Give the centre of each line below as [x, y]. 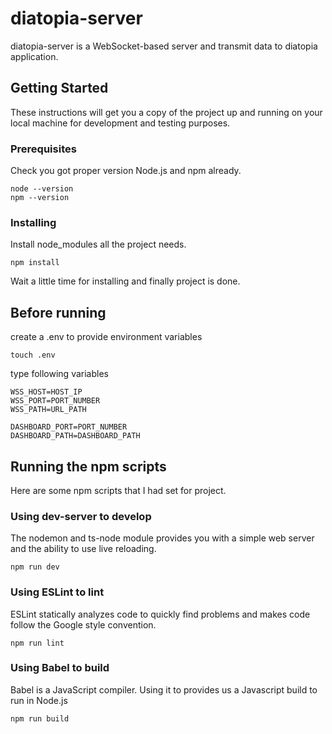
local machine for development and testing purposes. [120, 123]
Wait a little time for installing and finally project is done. [125, 281]
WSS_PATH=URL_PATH [48, 410]
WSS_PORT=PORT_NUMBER [55, 401]
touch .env [33, 355]
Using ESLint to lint [57, 592]
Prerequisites [43, 149]
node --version [42, 189]
